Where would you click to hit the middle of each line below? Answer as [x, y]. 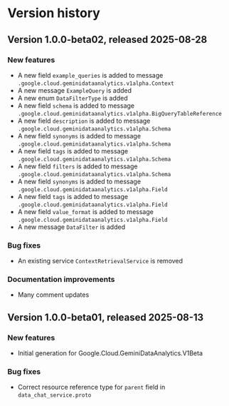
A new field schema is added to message [76, 106]
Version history [54, 13]
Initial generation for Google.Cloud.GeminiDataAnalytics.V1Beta [110, 353]
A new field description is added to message [84, 121]
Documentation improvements [61, 280]
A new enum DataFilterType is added [73, 98]
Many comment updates [53, 295]
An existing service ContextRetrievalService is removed [100, 261]
